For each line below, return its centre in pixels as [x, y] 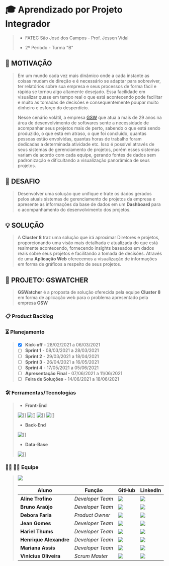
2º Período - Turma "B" [49, 47]
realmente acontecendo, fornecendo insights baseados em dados [86, 248]
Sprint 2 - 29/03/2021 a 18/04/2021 [62, 356]
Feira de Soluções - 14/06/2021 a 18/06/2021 [72, 379]
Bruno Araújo [36, 507]
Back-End [35, 425]
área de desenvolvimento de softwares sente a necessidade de [83, 123]
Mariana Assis [37, 548]
